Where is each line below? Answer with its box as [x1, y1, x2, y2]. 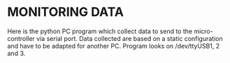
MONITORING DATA [7, 4, 124, 20]
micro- [194, 27, 213, 35]
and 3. [7, 49, 26, 57]
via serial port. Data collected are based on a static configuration [36, 34, 224, 42]
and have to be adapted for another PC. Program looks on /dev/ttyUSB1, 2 [7, 42, 220, 50]
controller [7, 34, 35, 42]
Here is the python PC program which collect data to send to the [7, 27, 193, 35]
